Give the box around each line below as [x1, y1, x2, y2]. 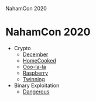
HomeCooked [22, 57, 56, 64]
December [22, 51, 49, 58]
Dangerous [22, 88, 50, 95]
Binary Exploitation [13, 82, 60, 89]
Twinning [22, 75, 45, 82]
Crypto [13, 44, 31, 51]
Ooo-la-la [22, 63, 46, 70]
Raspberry [22, 69, 48, 76]
